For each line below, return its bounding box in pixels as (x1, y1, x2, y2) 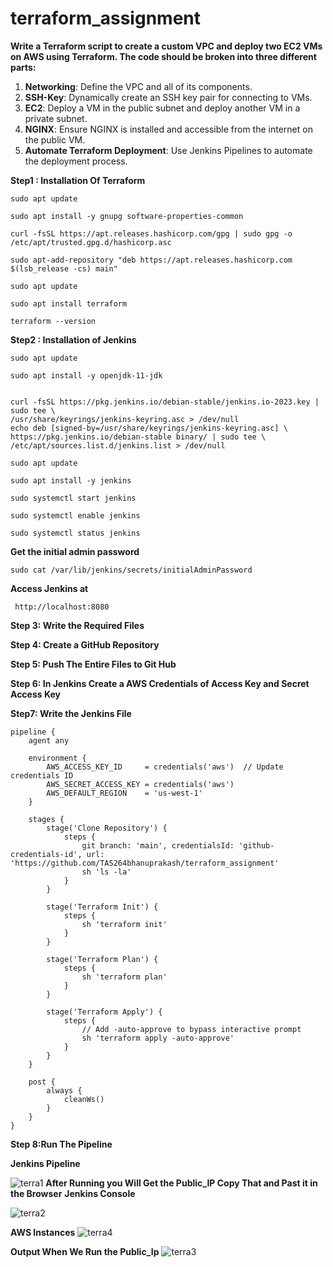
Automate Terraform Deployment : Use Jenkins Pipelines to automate (24, 144, 313, 156)
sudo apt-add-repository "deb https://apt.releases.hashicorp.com (10, 255, 293, 265)
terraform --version (10, 316, 97, 326)
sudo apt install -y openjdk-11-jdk (10, 370, 163, 381)
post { (28, 1077, 56, 1087)
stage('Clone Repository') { (46, 823, 168, 833)
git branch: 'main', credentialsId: (81, 840, 235, 851)
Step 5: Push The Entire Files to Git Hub (10, 658, 177, 670)
